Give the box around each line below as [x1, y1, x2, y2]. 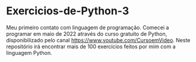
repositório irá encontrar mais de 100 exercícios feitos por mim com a [6, 43, 176, 50]
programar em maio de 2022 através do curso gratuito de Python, [6, 30, 167, 37]
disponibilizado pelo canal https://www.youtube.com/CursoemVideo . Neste [6, 36, 191, 44]
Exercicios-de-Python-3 [6, 4, 129, 18]
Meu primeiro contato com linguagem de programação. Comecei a [6, 24, 169, 31]
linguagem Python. [6, 49, 52, 56]
